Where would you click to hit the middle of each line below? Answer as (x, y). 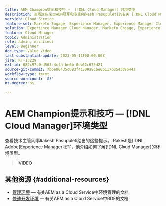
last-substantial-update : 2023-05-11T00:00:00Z (55, 56)
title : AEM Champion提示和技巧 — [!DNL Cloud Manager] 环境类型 (70, 10)
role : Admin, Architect (30, 42)
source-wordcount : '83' (30, 79)
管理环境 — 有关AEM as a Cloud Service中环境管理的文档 (71, 192)
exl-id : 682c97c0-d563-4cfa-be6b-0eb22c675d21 (54, 65)
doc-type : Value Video (28, 51)
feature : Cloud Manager (30, 33)
